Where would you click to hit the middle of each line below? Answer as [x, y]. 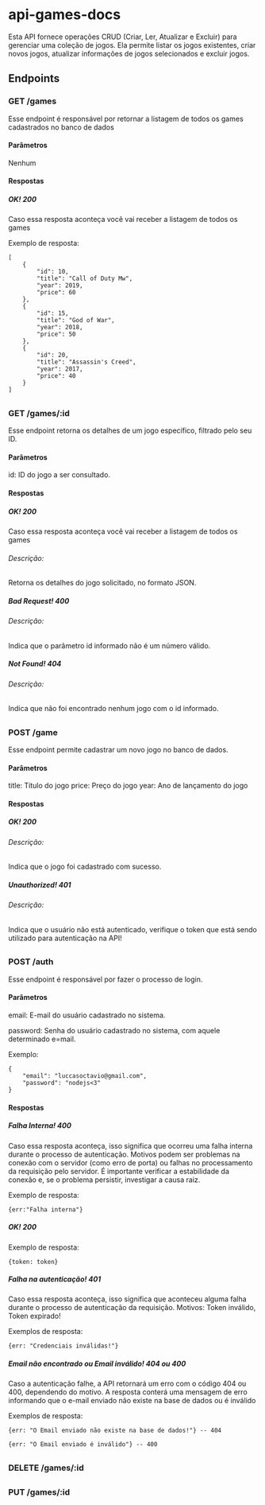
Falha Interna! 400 [40, 1126]
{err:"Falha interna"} [46, 1209]
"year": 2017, [60, 369]
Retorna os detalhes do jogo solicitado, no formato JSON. [102, 583]
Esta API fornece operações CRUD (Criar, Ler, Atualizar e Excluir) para [123, 37]
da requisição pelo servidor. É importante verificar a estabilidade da [119, 1171]
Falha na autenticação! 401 [55, 1279]
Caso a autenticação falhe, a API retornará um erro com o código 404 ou [127, 1384]
